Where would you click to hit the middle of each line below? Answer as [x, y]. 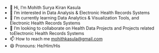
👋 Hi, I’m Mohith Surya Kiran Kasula [45, 8]
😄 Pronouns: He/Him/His [35, 46]
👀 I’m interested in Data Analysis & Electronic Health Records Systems [79, 13]
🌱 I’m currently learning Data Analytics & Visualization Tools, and [74, 18]
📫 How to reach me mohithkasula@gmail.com [56, 39]
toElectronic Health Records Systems [47, 33]
